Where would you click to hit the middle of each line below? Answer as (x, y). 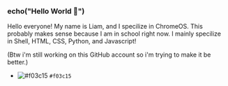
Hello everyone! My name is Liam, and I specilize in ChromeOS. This (105, 27)
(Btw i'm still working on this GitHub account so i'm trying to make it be (109, 55)
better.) (18, 62)
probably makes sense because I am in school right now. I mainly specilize (114, 34)
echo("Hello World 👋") (46, 11)
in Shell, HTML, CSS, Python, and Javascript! (72, 41)
